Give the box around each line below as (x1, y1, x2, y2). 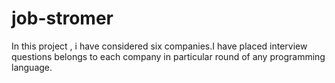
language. (11, 61, 53, 73)
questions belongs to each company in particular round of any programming (11, 50, 326, 62)
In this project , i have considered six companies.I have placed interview (11, 40, 308, 52)
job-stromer (11, 7, 114, 30)
